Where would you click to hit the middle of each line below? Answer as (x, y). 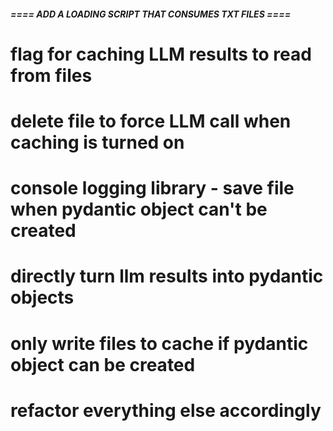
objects (42, 297)
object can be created (103, 364)
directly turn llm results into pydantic (167, 276)
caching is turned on (97, 142)
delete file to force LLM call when (151, 121)
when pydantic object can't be (139, 209)
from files (51, 75)
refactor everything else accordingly (166, 410)
